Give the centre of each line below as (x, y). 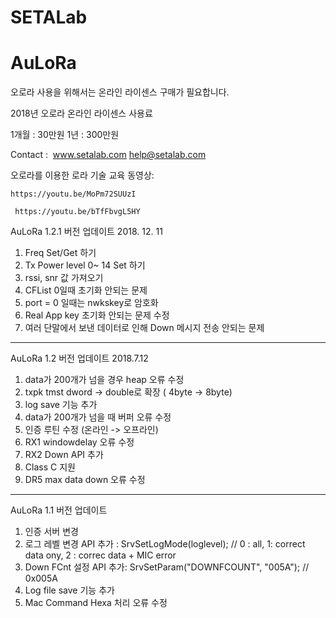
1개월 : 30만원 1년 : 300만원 (65, 135)
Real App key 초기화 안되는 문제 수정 (97, 315)
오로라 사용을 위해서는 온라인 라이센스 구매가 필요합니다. (120, 92)
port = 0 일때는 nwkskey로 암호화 (91, 303)
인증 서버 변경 (51, 532)
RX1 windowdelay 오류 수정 (79, 442)
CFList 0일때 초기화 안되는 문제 (86, 290)
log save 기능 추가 (61, 405)
